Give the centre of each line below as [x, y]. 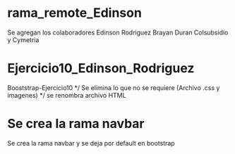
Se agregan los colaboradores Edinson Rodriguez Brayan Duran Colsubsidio [118, 32]
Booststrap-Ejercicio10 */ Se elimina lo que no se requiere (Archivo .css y [114, 88]
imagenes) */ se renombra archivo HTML [67, 95]
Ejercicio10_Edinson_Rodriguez [101, 69]
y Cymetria [23, 39]
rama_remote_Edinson [75, 13]
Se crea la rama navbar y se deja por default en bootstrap [91, 143]
